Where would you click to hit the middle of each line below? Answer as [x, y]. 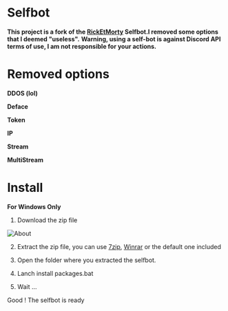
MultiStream [25, 160]
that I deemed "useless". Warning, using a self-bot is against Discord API [114, 39]
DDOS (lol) [22, 93]
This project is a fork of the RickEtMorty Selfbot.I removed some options [113, 32]
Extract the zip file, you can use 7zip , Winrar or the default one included [119, 246]
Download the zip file [47, 220]
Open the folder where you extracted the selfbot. [86, 260]
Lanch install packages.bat [55, 273]
